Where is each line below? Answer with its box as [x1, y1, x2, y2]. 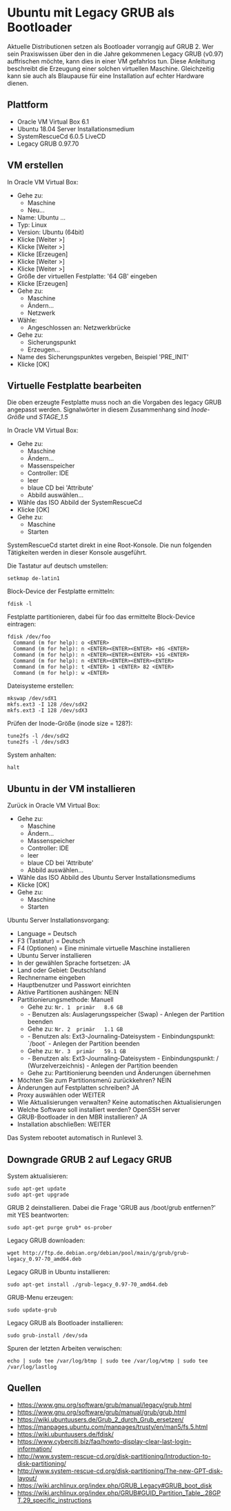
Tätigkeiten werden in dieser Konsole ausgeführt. [7, 548, 147, 557]
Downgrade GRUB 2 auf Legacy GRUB [7, 1153, 172, 1165]
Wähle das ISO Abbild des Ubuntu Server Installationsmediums [17, 874, 196, 882]
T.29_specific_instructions [17, 1496, 92, 1504]
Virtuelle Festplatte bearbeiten [7, 380, 142, 392]
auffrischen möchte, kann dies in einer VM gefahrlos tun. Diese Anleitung [7, 57, 216, 65]
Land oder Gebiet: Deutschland [17, 966, 106, 974]
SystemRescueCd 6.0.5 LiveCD [17, 132, 106, 140]
